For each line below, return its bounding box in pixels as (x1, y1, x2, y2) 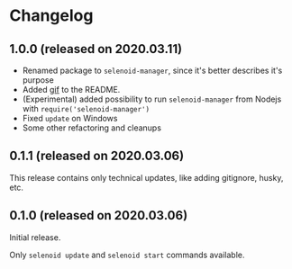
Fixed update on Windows (22, 113, 118, 123)
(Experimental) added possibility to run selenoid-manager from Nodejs (22, 94, 282, 104)
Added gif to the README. (22, 85, 121, 94)
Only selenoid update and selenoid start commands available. (9, 249, 245, 260)
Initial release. (9, 231, 61, 243)
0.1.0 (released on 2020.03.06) (9, 208, 188, 223)
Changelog (9, 5, 94, 26)
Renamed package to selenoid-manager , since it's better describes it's (22, 65, 283, 76)
